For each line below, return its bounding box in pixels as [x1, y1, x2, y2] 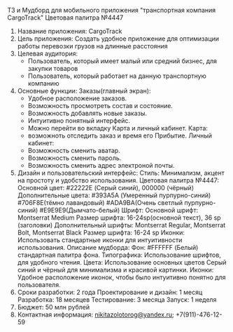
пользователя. [17, 281, 61, 288]
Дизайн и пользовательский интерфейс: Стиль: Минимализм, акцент [17, 168, 225, 177]
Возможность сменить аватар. [27, 147, 120, 154]
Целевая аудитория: [17, 49, 78, 58]
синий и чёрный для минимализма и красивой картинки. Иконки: [17, 266, 214, 274]
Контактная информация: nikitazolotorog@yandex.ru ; [17, 310, 175, 319]
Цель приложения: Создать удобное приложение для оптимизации [17, 34, 219, 43]
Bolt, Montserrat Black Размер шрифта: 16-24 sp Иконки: [17, 228, 185, 237]
